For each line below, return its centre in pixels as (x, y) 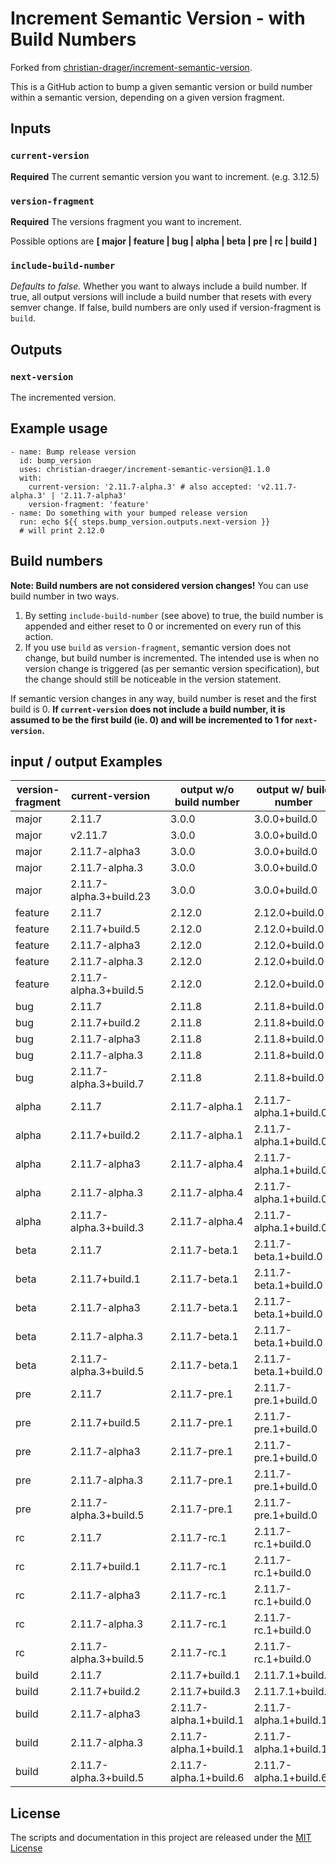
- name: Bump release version (73, 452)
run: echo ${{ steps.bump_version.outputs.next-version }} (145, 522)
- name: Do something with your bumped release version (129, 513)
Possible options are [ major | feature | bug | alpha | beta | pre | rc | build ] (164, 241)
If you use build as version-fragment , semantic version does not (158, 647)
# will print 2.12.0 (62, 530)
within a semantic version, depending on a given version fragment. (147, 97)
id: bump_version (55, 460)
